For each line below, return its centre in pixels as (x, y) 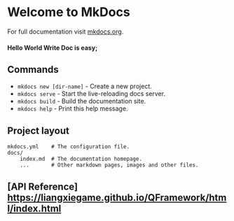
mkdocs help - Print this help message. (73, 108)
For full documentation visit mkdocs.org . (66, 31)
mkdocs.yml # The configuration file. (69, 147)
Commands (33, 70)
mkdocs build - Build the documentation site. (82, 101)
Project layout (39, 130)
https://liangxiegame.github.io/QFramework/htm (117, 198)
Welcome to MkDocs (69, 12)
